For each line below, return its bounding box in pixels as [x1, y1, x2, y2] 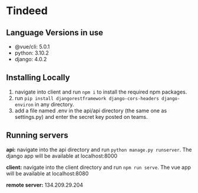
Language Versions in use [6, 28, 104, 38]
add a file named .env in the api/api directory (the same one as [14, 107, 167, 114]
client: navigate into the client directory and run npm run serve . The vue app [6, 164, 192, 171]
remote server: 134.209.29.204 [6, 181, 84, 188]
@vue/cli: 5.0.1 [14, 43, 50, 50]
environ [14, 102, 34, 108]
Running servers [6, 131, 69, 141]
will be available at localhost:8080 [6, 169, 89, 177]
